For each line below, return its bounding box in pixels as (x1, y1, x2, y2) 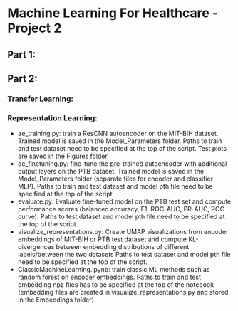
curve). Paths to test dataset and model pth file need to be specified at (17, 212, 226, 221)
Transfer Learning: (7, 94, 73, 104)
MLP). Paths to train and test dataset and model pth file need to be (17, 182, 214, 191)
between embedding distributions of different (56, 243, 190, 251)
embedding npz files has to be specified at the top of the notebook (17, 280, 214, 289)
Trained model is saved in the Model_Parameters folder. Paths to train (17, 137, 222, 145)
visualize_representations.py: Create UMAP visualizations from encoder (17, 228, 229, 236)
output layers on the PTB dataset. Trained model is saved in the (17, 167, 205, 176)
